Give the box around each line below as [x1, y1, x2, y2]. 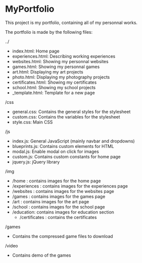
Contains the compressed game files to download [12, 233, 113, 239]
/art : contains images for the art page [12, 198, 89, 204]
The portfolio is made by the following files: [5, 29, 93, 35]
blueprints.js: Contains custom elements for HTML [12, 143, 114, 149]
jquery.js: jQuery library [12, 159, 60, 165]
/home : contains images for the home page [12, 178, 101, 184]
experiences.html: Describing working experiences [12, 53, 115, 59]
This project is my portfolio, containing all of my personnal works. [5, 20, 138, 25]
